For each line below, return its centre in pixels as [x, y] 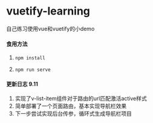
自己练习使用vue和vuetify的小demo [50, 28]
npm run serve [33, 70]
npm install [30, 58]
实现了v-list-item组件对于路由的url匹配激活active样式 [81, 99]
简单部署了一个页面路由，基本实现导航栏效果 [71, 106]
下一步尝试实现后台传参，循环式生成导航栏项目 [73, 114]
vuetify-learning [48, 11]
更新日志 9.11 [22, 84]
